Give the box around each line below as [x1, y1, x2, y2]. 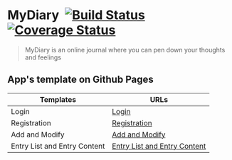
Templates [39, 94, 77, 104]
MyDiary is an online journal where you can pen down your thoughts [24, 45, 226, 54]
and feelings [24, 53, 62, 62]
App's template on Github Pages [7, 74, 154, 86]
